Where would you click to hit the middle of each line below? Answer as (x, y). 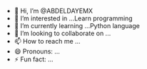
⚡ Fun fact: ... (34, 59)
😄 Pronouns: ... (37, 51)
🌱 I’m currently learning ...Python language (77, 26)
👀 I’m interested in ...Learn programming (73, 18)
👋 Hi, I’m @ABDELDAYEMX (54, 11)
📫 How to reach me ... (47, 41)
